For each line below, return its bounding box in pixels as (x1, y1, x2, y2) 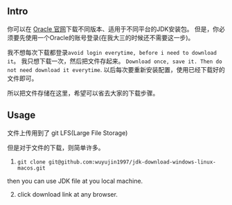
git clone (17, 159, 46, 166)
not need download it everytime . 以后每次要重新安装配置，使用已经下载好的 (7, 65, 225, 73)
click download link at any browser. (17, 190, 118, 198)
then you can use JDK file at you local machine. (7, 177, 143, 185)
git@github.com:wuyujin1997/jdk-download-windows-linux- (48, 159, 216, 166)
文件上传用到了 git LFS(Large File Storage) (7, 128, 128, 137)
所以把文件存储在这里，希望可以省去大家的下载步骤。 (7, 89, 159, 97)
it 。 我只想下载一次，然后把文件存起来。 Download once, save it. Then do (7, 57, 223, 65)
